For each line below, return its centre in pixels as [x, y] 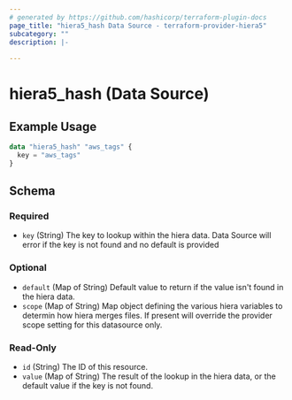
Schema [32, 191]
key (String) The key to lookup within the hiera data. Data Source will [146, 235]
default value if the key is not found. [87, 386]
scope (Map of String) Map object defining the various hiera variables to [152, 305]
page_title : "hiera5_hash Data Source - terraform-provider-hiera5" [138, 26]
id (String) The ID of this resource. [85, 367]
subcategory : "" [39, 34]
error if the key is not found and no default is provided [120, 245]
